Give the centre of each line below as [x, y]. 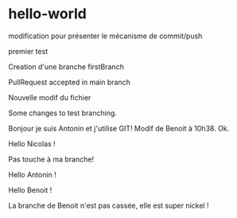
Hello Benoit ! [30, 190]
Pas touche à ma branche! [51, 159]
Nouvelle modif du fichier [50, 97]
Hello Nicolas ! [32, 143]
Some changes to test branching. [63, 113]
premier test [28, 51]
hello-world [48, 14]
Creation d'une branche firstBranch [66, 66]
